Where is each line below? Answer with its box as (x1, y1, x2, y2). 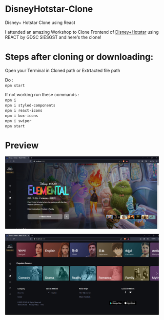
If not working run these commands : (5, 91, 80, 97)
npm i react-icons (5, 108, 42, 113)
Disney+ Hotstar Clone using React (5, 20, 76, 25)
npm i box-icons (5, 113, 38, 118)
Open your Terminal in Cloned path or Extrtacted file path (5, 67, 121, 73)
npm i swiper (5, 118, 32, 123)
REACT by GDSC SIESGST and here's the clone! (5, 34, 102, 40)
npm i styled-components (5, 103, 56, 108)
